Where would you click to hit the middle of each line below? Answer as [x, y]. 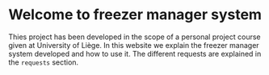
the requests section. [44, 62]
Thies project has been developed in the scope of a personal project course [134, 37]
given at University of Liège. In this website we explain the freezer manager [134, 45]
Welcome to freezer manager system [135, 15]
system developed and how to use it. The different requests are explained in [135, 53]
